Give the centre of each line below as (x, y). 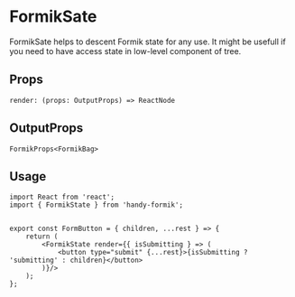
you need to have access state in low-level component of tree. (125, 51)
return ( (42, 237)
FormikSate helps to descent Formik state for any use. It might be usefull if (147, 42)
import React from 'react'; (62, 197)
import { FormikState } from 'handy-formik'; (96, 205)
